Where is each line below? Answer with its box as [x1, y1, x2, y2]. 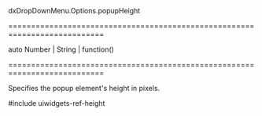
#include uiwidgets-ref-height [8, 99, 105, 107]
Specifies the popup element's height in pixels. [8, 84, 161, 92]
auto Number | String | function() [8, 45, 114, 54]
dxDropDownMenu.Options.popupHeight [8, 6, 141, 15]
